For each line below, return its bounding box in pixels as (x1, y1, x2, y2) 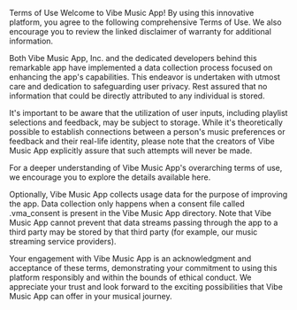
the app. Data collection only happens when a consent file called (9, 198, 245, 209)
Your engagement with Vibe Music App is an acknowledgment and (9, 253, 252, 264)
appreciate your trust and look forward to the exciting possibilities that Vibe (9, 282, 283, 291)
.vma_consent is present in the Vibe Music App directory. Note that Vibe (9, 208, 272, 218)
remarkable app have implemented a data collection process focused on (9, 62, 273, 73)
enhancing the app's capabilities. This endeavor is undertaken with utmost (9, 72, 281, 82)
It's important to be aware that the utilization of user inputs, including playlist (9, 108, 288, 118)
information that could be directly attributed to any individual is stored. (9, 90, 265, 101)
